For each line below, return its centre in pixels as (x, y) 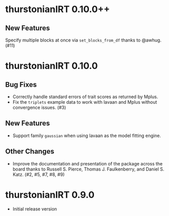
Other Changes (30, 152)
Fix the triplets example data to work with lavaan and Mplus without (85, 102)
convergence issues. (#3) (39, 107)
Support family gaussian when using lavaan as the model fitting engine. (87, 136)
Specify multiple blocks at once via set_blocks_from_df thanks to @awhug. (83, 40)
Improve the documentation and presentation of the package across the (88, 163)
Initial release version (35, 209)
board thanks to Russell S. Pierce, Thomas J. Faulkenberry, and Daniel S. (88, 169)
